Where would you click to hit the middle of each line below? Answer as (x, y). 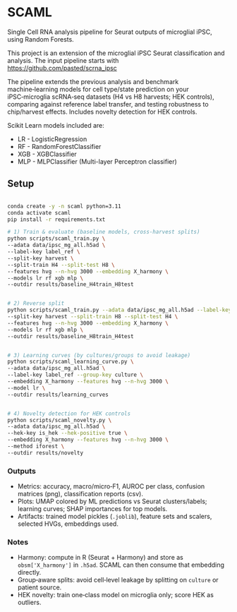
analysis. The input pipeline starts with (63, 60)
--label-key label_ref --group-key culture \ (75, 375)
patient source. (39, 587)
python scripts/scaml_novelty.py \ (60, 420)
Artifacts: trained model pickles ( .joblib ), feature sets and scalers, (115, 517)
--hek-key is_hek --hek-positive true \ (68, 433)
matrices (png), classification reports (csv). (80, 494)
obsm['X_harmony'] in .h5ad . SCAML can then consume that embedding (121, 565)
